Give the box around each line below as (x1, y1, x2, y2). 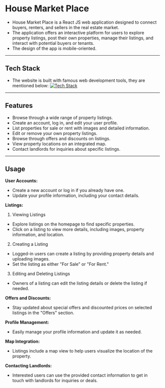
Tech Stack (5, 65, 40, 73)
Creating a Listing (12, 241, 48, 247)
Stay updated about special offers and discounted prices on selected (12, 305, 152, 311)
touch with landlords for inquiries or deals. (12, 378, 98, 384)
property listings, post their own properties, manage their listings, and (12, 35, 154, 41)
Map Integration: (5, 338, 40, 345)
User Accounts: (5, 178, 38, 184)
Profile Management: (5, 320, 49, 325)
